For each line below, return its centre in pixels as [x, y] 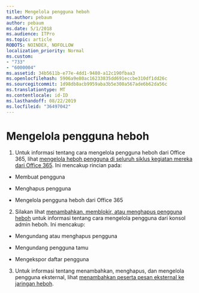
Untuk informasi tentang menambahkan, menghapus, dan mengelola [99, 271]
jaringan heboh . [34, 284]
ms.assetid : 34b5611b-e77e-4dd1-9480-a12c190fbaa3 [71, 73]
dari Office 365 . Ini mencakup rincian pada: [68, 165]
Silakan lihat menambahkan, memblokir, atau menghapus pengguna [99, 212]
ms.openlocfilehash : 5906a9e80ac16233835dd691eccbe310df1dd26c [87, 78]
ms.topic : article [29, 40]
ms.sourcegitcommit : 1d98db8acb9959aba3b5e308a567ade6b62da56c [87, 84]
